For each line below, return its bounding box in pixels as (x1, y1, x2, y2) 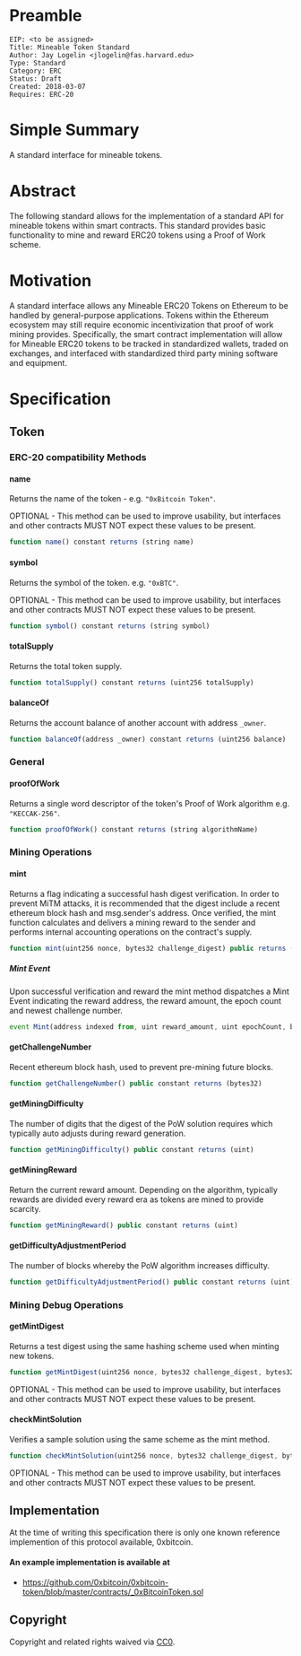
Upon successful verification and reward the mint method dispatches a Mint (9, 986, 289, 997)
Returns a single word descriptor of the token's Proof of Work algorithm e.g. (9, 797, 290, 808)
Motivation (9, 271, 92, 291)
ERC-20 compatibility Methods (9, 451, 147, 464)
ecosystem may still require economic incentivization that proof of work (9, 319, 274, 330)
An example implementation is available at (9, 1557, 170, 1568)
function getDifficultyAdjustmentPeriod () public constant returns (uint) (9, 1277, 295, 1286)
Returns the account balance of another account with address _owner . (9, 717, 267, 728)
